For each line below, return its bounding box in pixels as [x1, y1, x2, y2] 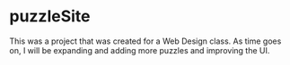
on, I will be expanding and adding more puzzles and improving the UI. [9, 45, 270, 55]
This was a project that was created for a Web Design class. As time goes [9, 36, 282, 46]
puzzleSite [9, 6, 92, 27]
